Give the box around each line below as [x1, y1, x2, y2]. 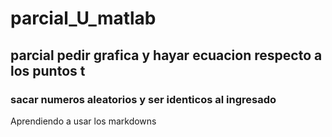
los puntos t [10, 62, 86, 79]
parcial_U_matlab [10, 7, 157, 30]
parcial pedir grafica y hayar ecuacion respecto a [10, 47, 323, 64]
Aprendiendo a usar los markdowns [10, 115, 157, 127]
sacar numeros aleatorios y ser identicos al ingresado [10, 92, 277, 106]
